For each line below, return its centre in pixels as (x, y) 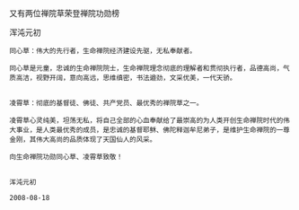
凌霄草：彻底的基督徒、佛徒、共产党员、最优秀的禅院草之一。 (106, 103)
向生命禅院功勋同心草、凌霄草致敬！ (66, 157)
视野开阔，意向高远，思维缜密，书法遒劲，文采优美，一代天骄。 (136, 78)
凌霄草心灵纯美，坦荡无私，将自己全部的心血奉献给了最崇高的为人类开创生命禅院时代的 (146, 120)
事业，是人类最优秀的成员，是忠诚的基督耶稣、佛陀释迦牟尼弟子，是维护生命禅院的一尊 (153, 130)
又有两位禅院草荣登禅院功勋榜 (64, 13)
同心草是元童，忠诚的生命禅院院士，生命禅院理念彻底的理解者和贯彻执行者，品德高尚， (146, 68)
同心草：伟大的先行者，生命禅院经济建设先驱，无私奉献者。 (103, 51)
